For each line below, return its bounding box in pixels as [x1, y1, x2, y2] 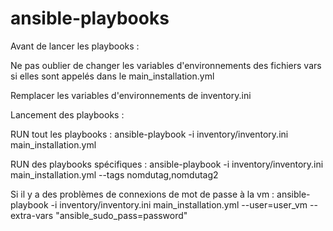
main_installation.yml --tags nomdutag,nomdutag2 [10, 168, 219, 181]
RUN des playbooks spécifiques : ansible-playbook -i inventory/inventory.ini [10, 158, 324, 170]
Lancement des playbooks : [10, 108, 125, 121]
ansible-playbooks [10, 7, 170, 30]
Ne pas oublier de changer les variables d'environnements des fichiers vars [10, 59, 322, 71]
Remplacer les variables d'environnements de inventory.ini [10, 89, 252, 101]
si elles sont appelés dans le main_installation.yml [10, 70, 215, 82]
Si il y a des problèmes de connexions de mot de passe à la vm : [10, 188, 275, 200]
